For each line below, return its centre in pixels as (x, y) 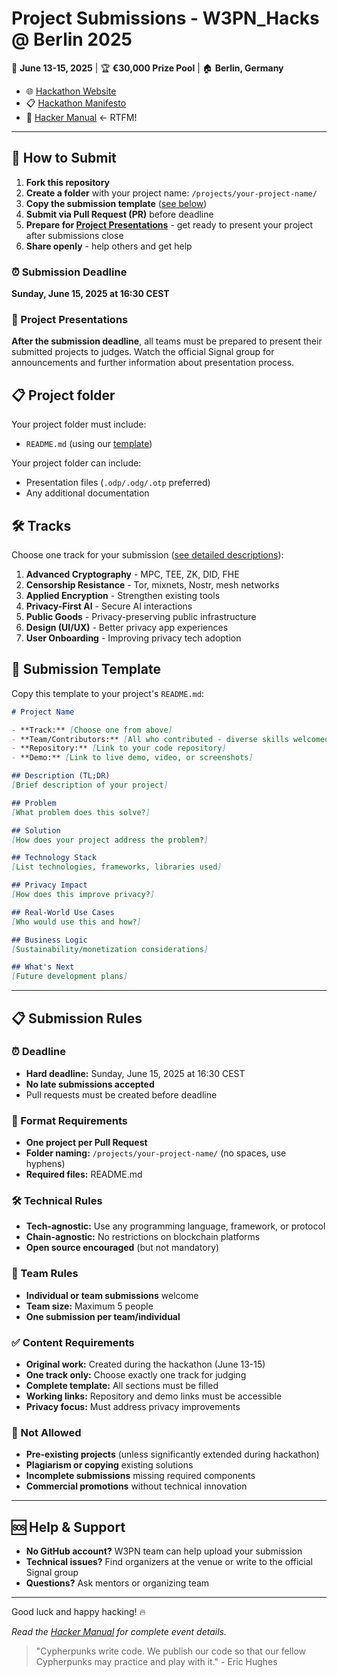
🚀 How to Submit (64, 158)
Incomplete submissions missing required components (140, 1476)
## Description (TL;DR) (61, 776)
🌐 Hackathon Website (71, 91)
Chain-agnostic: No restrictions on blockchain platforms (143, 1237)
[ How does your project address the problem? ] (110, 840)
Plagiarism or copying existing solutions (109, 1465)
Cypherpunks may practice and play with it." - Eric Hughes (156, 1662)
